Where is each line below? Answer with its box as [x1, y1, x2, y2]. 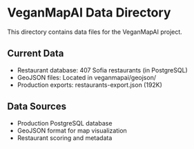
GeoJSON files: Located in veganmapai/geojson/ [17, 73, 157, 81]
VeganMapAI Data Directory [7, 5, 171, 21]
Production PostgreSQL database [17, 119, 113, 127]
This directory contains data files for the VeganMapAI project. [7, 28, 183, 36]
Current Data [7, 48, 64, 59]
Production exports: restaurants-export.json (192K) [17, 81, 162, 89]
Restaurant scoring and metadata [17, 133, 113, 142]
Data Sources [7, 101, 67, 112]
